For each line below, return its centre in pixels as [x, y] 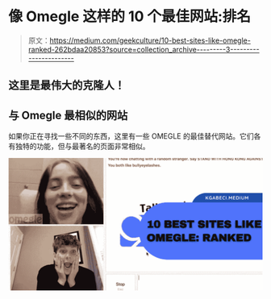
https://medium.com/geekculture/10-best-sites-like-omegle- [150, 40]
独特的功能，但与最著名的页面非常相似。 [82, 147]
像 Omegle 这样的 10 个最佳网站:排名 [130, 17]
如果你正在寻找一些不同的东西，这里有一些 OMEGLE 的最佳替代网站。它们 [131, 136]
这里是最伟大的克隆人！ [67, 85]
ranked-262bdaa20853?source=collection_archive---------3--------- [144, 49]
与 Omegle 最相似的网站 [68, 115]
